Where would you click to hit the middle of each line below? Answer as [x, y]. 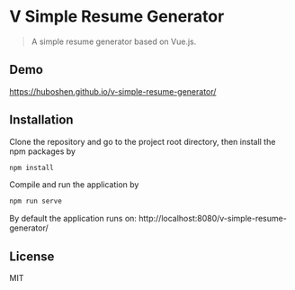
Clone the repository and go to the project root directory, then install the [143, 141]
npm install [31, 168]
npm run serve [36, 201]
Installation [41, 120]
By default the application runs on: [73, 219]
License [32, 256]
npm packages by [43, 151]
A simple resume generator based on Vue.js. [114, 41]
